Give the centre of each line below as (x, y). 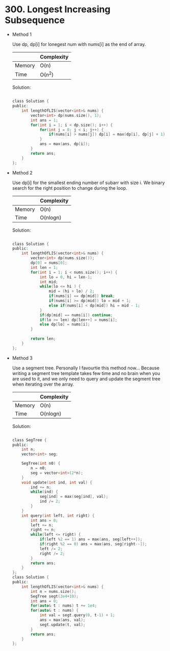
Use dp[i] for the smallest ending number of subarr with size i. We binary (88, 183)
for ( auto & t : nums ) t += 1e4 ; (64, 606)
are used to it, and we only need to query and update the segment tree (86, 379)
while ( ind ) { (45, 492)
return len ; (43, 339)
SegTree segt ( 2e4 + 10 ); (55, 596)
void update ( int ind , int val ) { (57, 482)
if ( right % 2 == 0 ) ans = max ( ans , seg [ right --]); (93, 544)
